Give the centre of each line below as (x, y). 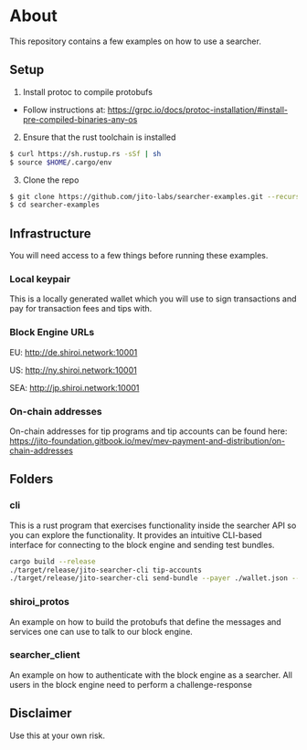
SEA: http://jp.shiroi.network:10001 (74, 387)
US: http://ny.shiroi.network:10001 (73, 370)
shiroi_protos (40, 602)
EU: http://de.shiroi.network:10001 (74, 352)
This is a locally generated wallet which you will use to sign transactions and (153, 299)
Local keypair (40, 279)
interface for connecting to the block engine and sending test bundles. (142, 544)
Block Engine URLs (52, 333)
